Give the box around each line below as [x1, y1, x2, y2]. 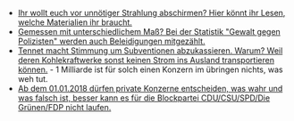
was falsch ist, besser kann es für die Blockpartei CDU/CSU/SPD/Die [17, 93, 271, 103]
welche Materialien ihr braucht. [17, 17, 132, 28]
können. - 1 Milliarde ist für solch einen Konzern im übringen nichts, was [17, 64, 283, 75]
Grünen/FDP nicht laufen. [17, 102, 112, 112]
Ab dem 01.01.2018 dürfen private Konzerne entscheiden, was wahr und [17, 84, 283, 93]
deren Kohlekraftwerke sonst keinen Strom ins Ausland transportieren [17, 55, 275, 65]
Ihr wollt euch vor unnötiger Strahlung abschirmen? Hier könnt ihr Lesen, [17, 8, 286, 18]
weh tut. [17, 74, 48, 84]
